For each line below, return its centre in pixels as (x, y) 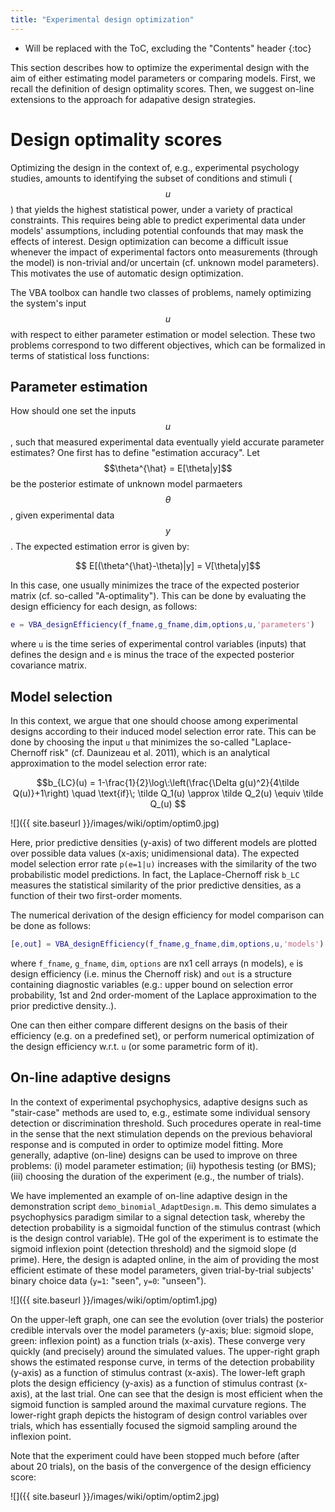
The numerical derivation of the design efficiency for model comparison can (167, 915)
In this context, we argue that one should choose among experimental (154, 721)
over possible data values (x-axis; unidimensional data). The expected (155, 853)
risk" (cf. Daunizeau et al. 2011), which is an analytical (159, 753)
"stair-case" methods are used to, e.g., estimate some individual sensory (160, 1112)
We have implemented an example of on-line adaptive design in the (149, 1195)
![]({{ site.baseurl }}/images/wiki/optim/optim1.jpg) (114, 1300)
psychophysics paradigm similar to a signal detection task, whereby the (158, 1217)
